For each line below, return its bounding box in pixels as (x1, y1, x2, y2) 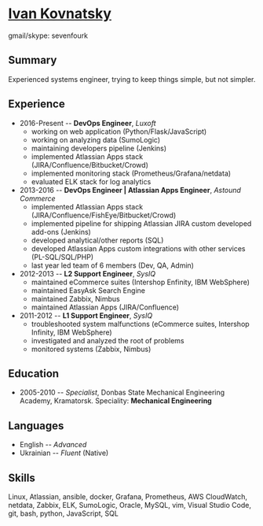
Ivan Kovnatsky (8, 5, 112, 23)
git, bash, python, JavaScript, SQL (8, 509, 119, 518)
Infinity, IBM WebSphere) (31, 328, 112, 337)
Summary (8, 54, 57, 67)
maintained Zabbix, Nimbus (31, 294, 120, 303)
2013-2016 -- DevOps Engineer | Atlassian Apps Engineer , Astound (19, 185, 242, 194)
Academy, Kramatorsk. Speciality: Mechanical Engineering (19, 396, 212, 406)
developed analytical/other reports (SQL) (31, 235, 164, 245)
